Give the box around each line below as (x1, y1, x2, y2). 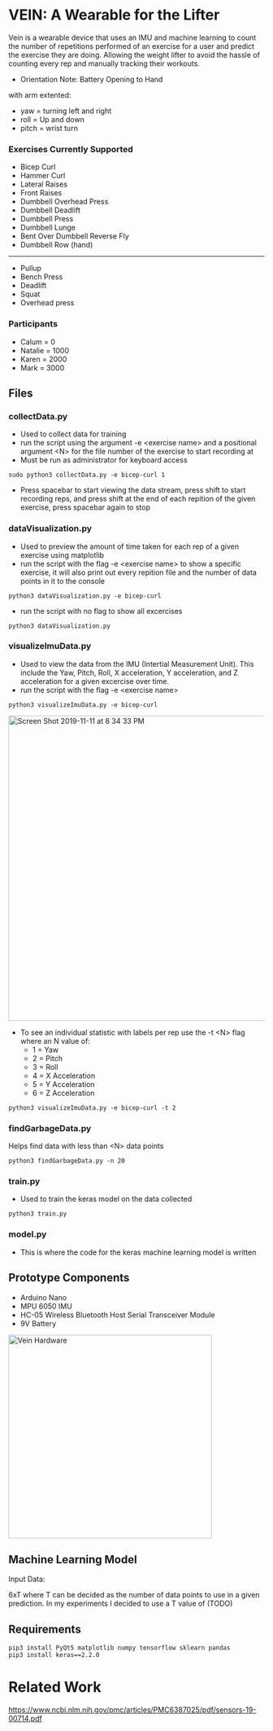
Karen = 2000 (19, 354, 67, 364)
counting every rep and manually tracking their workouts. (8, 59, 201, 68)
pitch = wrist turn (19, 123, 79, 133)
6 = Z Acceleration (32, 1088, 95, 1098)
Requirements (8, 1622, 81, 1636)
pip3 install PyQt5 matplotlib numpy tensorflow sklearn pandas (8, 1644, 231, 1652)
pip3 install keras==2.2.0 (8, 1651, 100, 1659)
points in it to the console (19, 576, 106, 585)
